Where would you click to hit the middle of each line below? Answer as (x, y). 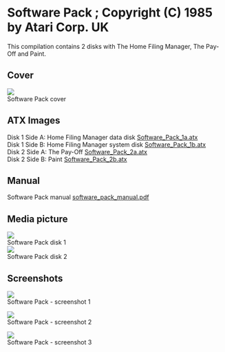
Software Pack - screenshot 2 (50, 322)
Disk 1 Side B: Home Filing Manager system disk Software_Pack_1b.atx (107, 144)
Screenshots (35, 278)
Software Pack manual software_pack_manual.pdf (78, 197)
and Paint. (32, 54)
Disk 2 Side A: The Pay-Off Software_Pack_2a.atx (77, 152)
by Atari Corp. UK (58, 27)
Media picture (37, 219)
